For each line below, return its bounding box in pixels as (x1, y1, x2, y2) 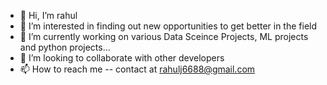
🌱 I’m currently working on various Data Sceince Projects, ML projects (19, 31, 309, 42)
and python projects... (19, 41, 111, 53)
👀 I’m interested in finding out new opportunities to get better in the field (19, 20, 318, 32)
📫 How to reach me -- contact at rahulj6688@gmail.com (19, 63, 256, 75)
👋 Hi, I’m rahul (19, 10, 78, 21)
